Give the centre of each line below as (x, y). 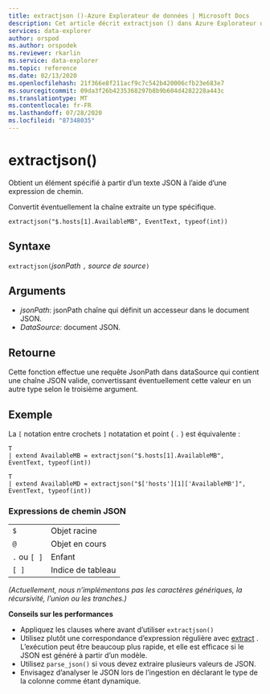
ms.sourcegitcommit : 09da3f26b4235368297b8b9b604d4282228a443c (117, 91)
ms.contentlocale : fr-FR (50, 105)
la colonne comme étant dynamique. (80, 681)
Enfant (63, 557)
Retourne (32, 352)
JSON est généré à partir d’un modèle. (84, 655)
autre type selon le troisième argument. (74, 389)
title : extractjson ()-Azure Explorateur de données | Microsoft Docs (129, 16)
